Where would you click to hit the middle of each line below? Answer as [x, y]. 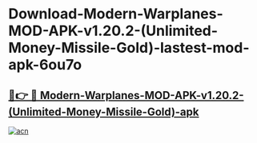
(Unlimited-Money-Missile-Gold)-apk [104, 111]
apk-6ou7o [45, 65]
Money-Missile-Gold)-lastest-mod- [129, 48]
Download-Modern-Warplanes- [116, 14]
